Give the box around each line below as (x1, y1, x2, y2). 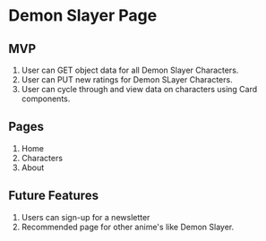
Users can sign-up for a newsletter (21, 211, 150, 222)
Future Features (8, 188, 99, 203)
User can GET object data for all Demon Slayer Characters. (21, 65, 239, 75)
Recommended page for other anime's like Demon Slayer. (21, 221, 235, 232)
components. (21, 93, 71, 104)
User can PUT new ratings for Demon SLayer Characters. (21, 74, 234, 85)
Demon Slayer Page (8, 5, 158, 26)
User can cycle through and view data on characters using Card (21, 84, 258, 94)
